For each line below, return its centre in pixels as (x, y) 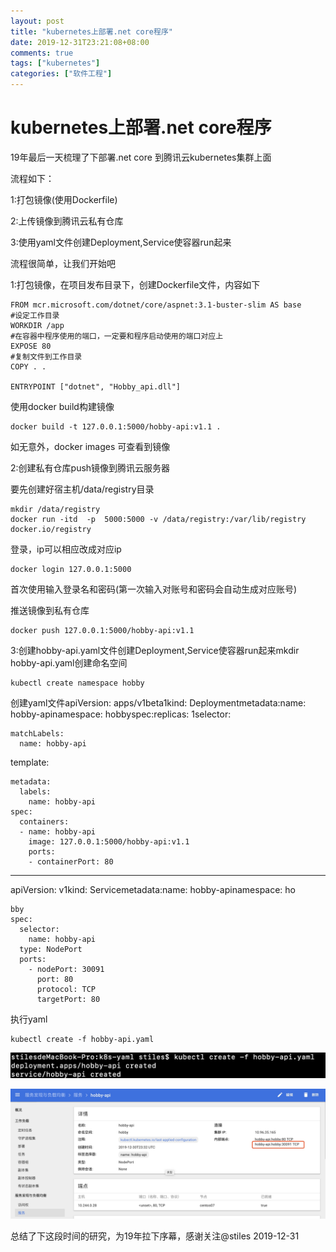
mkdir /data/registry (55, 509)
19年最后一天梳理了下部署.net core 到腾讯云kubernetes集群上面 (141, 157)
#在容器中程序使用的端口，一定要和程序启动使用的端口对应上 (117, 336)
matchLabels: (37, 733)
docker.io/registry (51, 529)
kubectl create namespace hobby (77, 683)
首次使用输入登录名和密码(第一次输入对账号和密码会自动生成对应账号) (154, 589)
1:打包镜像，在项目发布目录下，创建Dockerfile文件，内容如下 (135, 284)
